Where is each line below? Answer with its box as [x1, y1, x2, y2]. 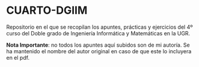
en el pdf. [6, 54, 30, 61]
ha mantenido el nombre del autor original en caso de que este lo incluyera [6, 47, 192, 54]
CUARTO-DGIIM [6, 4, 88, 17]
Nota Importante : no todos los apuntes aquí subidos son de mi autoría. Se [6, 41, 191, 48]
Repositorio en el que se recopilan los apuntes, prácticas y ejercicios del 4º [6, 23, 193, 31]
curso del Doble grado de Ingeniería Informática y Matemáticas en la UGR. [6, 29, 191, 36]
